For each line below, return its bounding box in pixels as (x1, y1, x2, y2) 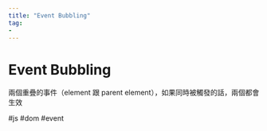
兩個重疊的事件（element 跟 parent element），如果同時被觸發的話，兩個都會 (8, 88, 260, 98)
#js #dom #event (8, 114, 64, 123)
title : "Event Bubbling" (8, 11, 91, 20)
